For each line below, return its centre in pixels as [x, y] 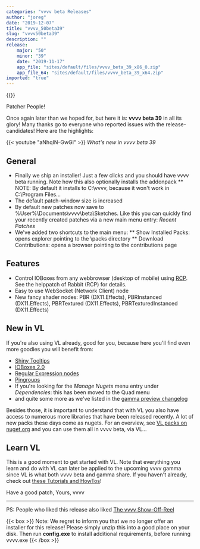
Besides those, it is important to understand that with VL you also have [93, 410]
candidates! [21, 131]
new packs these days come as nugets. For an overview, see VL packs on [97, 423]
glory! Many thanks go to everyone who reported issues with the [85, 124]
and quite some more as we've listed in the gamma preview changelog [101, 398]
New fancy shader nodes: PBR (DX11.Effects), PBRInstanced [88, 297]
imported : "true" [28, 78]
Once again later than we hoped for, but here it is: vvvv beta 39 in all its [94, 118]
